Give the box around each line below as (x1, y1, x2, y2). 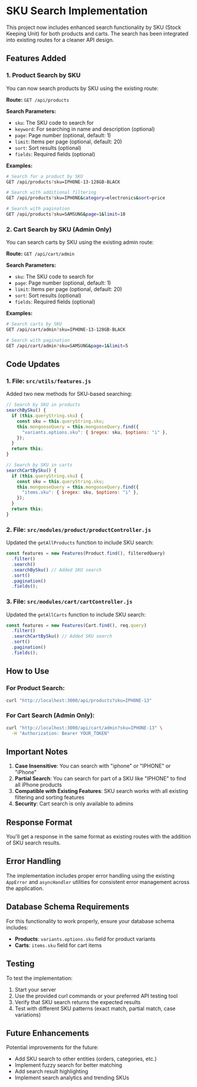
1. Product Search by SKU (6, 71, 81, 79)
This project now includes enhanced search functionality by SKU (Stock (6, 24, 182, 31)
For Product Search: (6, 684, 65, 692)
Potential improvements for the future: (6, 1044, 99, 1051)
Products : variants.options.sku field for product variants (14, 935, 156, 942)
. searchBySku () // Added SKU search (11, 567, 102, 573)
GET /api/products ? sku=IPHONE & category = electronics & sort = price (6, 195, 166, 201)
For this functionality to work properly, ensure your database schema (6, 917, 175, 924)
